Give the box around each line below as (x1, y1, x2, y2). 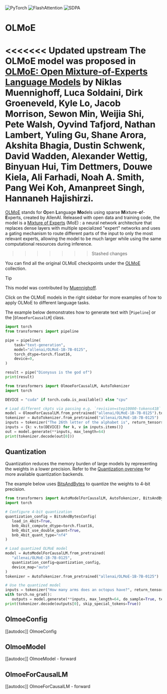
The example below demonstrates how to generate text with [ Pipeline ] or (5, 309, 156, 315)
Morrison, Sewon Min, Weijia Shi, (5, 108, 144, 120)
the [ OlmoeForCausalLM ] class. (5, 315, 65, 321)
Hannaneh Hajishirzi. (5, 193, 93, 204)
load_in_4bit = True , (11, 519, 52, 523)
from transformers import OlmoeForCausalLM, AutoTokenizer (5, 383, 130, 388)
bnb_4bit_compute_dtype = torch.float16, (11, 523, 94, 528)
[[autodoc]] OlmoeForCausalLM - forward (5, 684, 90, 690)
